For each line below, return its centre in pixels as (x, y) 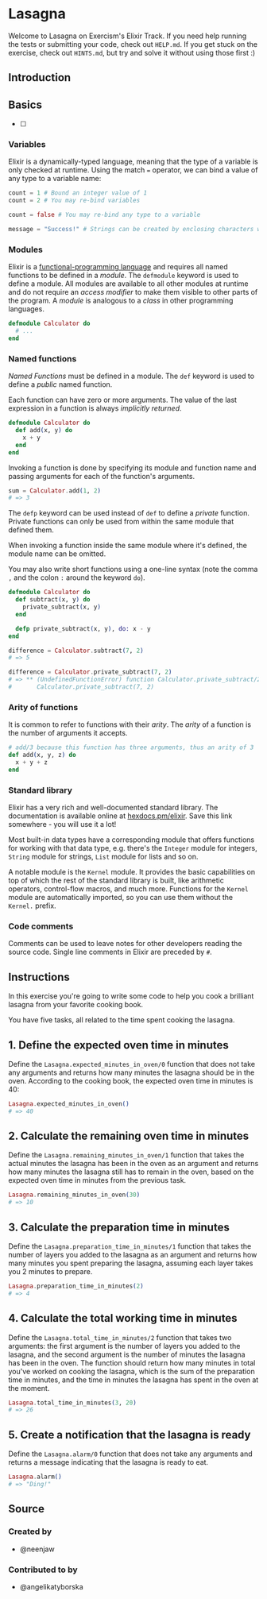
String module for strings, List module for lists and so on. (103, 856)
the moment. (29, 1388)
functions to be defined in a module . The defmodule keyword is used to (124, 276)
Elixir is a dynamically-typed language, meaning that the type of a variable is (133, 162)
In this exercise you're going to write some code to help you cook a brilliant (131, 996)
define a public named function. (60, 384)
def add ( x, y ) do (44, 431)
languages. (27, 309)
